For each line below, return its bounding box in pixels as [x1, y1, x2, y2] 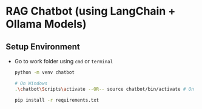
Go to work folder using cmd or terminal [14, 58, 113, 65]
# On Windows [14, 80, 48, 86]
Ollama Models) [5, 17, 87, 31]
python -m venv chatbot [14, 69, 75, 76]
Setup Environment [5, 41, 80, 52]
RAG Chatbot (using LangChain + [5, 4, 176, 18]
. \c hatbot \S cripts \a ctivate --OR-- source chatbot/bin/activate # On [14, 86, 195, 92]
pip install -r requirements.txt [14, 97, 99, 103]
